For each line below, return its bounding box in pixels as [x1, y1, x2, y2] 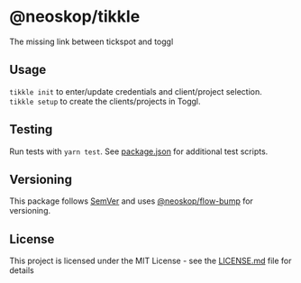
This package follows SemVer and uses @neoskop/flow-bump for [9, 196, 254, 206]
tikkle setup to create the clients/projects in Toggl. [9, 96, 201, 106]
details [9, 265, 34, 276]
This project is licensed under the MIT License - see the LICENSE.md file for [9, 255, 292, 267]
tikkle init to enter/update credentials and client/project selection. [9, 86, 263, 96]
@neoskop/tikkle [9, 6, 141, 27]
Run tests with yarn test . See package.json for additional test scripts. [9, 146, 269, 157]
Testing [9, 122, 53, 137]
